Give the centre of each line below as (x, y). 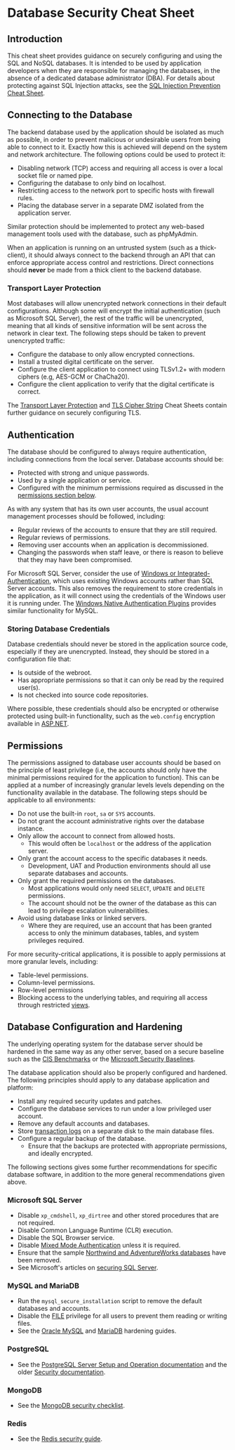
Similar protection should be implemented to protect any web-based (106, 226)
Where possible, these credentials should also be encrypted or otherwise (113, 709)
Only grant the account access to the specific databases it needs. (113, 858)
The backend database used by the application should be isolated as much (116, 132)
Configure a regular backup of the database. (82, 1138)
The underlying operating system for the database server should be (105, 1044)
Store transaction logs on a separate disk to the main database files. (116, 1131)
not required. (36, 1223)
